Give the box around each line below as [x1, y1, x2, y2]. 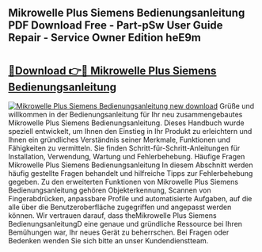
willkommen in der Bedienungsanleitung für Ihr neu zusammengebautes [8, 110, 243, 119]
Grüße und [218, 101, 255, 110]
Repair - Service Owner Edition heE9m [8, 31, 202, 44]
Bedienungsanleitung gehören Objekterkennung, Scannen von [8, 185, 211, 195]
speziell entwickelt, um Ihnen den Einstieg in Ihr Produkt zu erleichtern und [8, 127, 253, 136]
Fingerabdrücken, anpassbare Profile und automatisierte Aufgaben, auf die [8, 194, 253, 203]
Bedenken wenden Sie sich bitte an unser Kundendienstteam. [8, 236, 209, 245]
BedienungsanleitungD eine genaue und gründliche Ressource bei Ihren [8, 220, 243, 228]
